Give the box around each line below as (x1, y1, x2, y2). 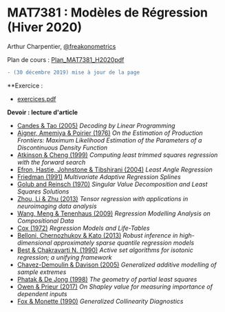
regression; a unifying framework (17, 253, 112, 261)
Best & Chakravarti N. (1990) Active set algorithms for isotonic (17, 246, 194, 254)
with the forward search (17, 158, 86, 166)
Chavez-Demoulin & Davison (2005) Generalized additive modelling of (17, 260, 217, 269)
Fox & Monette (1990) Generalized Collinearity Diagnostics (17, 297, 184, 305)
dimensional (17, 238, 52, 247)
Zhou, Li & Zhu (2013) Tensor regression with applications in (17, 194, 189, 202)
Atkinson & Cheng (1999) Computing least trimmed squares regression (17, 150, 218, 159)
